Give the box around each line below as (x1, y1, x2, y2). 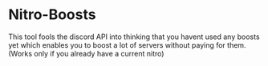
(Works (8, 49, 33, 58)
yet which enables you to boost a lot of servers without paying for (8, 40, 226, 49)
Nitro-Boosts (8, 6, 96, 24)
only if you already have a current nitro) (34, 49, 164, 58)
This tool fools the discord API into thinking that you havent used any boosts (8, 32, 260, 41)
